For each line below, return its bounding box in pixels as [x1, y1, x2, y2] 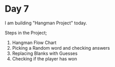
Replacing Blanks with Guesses [12, 50, 78, 56]
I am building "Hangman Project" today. [5, 20, 87, 26]
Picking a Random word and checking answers [12, 45, 110, 51]
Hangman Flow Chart [12, 39, 57, 46]
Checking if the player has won [12, 55, 77, 61]
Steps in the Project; [5, 29, 47, 36]
